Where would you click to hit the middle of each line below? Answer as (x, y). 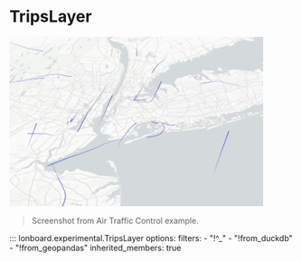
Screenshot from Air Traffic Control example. (115, 220)
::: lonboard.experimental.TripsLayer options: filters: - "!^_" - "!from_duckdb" (151, 238)
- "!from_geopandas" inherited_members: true (95, 248)
